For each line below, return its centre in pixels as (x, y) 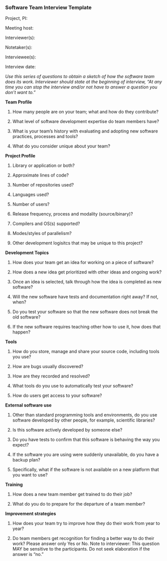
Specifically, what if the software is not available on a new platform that (85, 469)
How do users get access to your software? (57, 395)
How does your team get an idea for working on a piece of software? (83, 262)
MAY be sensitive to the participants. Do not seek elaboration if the (81, 549)
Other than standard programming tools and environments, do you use (85, 415)
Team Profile (19, 102)
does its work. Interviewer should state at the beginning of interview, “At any (83, 82)
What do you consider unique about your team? (61, 146)
